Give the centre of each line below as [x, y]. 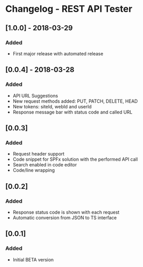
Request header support [39, 154]
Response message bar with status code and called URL [73, 112]
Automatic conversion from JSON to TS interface [65, 217]
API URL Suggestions [35, 96]
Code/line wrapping [34, 170]
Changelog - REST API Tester [69, 9]
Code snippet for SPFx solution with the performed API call [75, 159]
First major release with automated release [58, 53]
